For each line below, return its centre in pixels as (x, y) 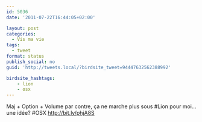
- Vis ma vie (28, 40)
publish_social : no (31, 62)
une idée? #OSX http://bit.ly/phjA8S (50, 113)
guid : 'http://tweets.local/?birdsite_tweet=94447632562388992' (89, 67)
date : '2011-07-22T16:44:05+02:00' (51, 17)
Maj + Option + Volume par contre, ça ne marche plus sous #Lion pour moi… (101, 106)
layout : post (23, 28)
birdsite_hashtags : (31, 78)
